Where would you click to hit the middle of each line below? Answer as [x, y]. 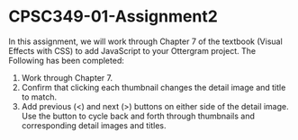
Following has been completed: [67, 60]
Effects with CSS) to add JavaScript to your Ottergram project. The [132, 50]
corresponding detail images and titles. [94, 125]
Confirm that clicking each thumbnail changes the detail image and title [154, 87]
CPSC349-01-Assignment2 [113, 17]
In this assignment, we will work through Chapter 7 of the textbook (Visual [145, 41]
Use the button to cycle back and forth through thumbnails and [138, 116]
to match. [39, 97]
